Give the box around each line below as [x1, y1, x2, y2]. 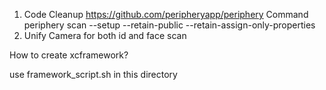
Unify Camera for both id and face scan [23, 30, 187, 41]
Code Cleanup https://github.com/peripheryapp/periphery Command [23, 9, 309, 20]
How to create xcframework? [9, 49, 129, 61]
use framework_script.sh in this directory [9, 69, 178, 80]
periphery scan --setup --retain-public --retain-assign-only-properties [23, 19, 316, 31]
